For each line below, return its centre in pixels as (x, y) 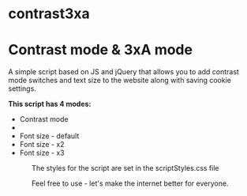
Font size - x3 (42, 153)
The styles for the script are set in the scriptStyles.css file (125, 168)
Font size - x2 (42, 145)
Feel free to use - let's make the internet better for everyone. (130, 183)
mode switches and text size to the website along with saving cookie (120, 81)
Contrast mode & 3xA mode (101, 50)
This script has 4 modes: (50, 104)
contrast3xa (49, 14)
